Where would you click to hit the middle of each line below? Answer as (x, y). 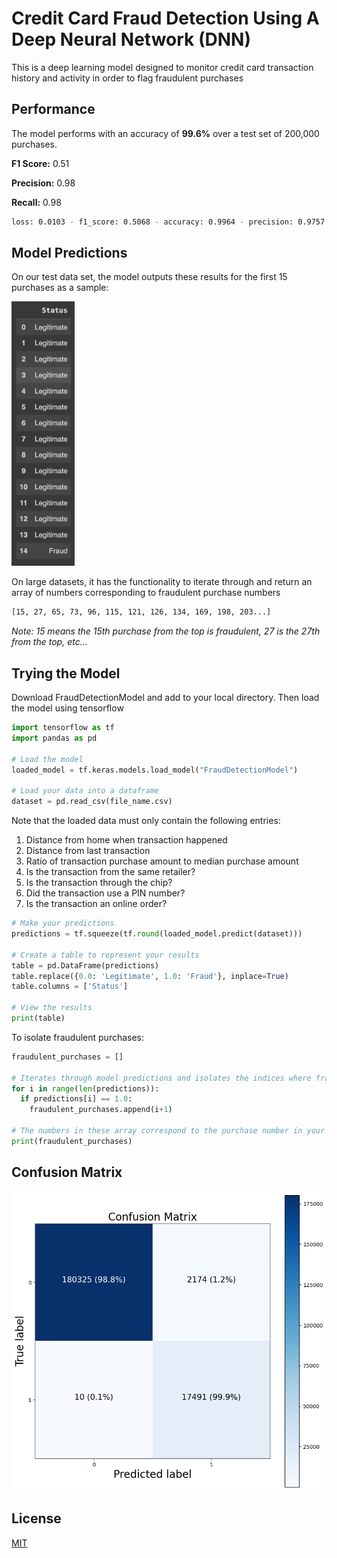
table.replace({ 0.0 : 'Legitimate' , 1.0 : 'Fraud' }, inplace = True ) (150, 976)
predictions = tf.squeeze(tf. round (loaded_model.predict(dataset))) (157, 934)
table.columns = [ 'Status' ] (70, 987)
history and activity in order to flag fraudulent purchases (127, 78)
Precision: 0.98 (43, 183)
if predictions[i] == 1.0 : (76, 1099)
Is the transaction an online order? (96, 904)
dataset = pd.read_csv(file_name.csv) (92, 802)
